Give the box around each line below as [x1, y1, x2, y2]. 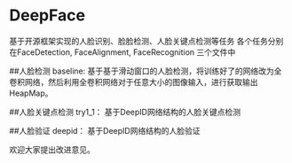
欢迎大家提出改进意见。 [9, 144, 95, 155]
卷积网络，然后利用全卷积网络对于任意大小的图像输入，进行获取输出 [9, 76, 258, 87]
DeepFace [9, 5, 86, 26]
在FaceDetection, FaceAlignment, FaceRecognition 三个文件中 [9, 46, 236, 58]
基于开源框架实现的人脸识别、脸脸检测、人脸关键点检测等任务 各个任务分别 [9, 35, 284, 46]
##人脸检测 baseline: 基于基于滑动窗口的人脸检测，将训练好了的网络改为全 [9, 66, 282, 76]
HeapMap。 [9, 88, 53, 98]
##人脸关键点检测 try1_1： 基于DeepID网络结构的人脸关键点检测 [9, 106, 241, 117]
